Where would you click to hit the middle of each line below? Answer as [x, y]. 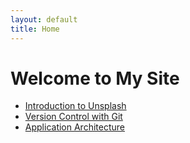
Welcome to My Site [95, 78]
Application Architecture [74, 127]
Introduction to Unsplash [75, 106]
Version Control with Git [73, 117]
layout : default [44, 19]
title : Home [35, 29]
